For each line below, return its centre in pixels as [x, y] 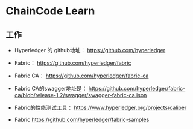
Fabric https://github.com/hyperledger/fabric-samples [82, 119]
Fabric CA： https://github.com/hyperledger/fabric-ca [81, 76]
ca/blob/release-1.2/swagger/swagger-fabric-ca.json [81, 95]
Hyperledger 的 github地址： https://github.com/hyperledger [90, 50]
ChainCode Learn [50, 11]
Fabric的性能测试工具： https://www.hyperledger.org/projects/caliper [100, 107]
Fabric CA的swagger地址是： [51, 88]
